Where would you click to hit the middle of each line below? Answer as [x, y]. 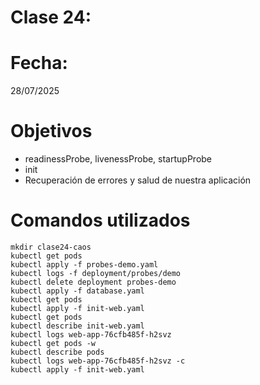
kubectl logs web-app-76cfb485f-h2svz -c [98, 361]
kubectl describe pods [57, 352]
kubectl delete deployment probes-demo [93, 282]
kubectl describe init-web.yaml [77, 326]
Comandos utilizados [100, 220]
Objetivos [51, 131]
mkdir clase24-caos [51, 247]
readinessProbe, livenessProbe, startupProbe [118, 159]
